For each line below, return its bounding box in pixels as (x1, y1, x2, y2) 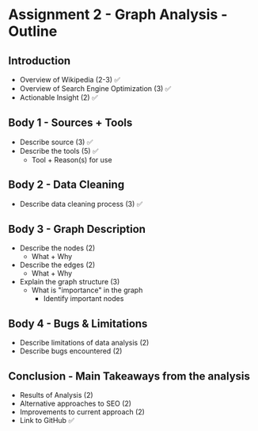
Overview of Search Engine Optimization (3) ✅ (19, 84, 172, 93)
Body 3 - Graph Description (8, 223, 146, 236)
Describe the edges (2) (19, 260, 96, 270)
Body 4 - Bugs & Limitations (8, 317, 148, 330)
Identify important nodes (43, 294, 124, 303)
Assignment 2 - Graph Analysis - (8, 6, 228, 24)
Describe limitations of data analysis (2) (19, 338, 150, 348)
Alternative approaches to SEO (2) (19, 399, 132, 409)
